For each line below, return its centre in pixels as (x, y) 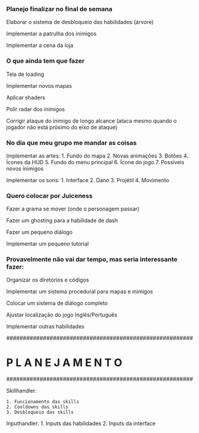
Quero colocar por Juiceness (50, 195)
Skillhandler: (22, 391)
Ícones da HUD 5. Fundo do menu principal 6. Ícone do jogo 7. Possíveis (95, 162)
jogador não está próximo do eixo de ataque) (62, 127)
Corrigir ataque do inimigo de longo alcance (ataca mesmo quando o (92, 121)
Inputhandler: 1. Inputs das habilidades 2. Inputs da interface (81, 423)
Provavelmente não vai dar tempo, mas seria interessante (92, 259)
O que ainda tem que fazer (46, 61)
